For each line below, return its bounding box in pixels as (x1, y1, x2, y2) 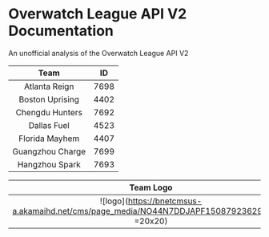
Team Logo (129, 182, 173, 193)
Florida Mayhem (18, 133, 80, 144)
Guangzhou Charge (12, 146, 86, 157)
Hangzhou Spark (17, 159, 82, 170)
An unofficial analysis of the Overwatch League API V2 (8, 48, 189, 58)
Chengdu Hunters (15, 106, 82, 118)
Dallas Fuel (28, 119, 70, 131)
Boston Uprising (18, 94, 80, 105)
